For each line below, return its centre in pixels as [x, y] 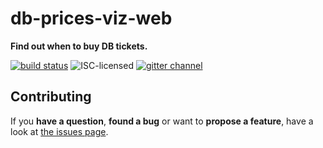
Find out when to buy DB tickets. [79, 46]
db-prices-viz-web [91, 18]
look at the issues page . [59, 131]
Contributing [51, 97]
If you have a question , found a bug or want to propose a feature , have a [162, 121]
